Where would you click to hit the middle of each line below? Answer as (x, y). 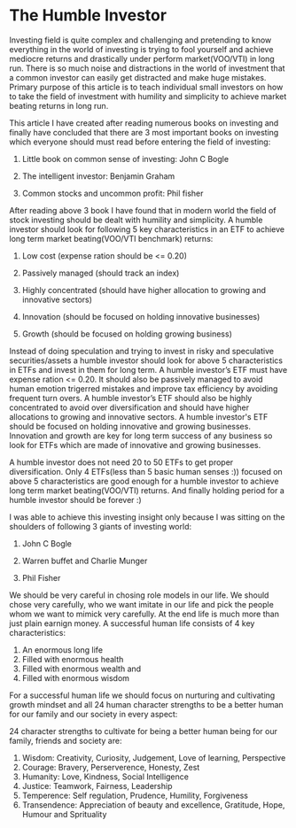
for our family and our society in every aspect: (93, 714)
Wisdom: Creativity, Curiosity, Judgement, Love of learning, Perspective (154, 757)
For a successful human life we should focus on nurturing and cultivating (142, 695)
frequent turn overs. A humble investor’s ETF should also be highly (131, 398)
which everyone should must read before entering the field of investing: (140, 142)
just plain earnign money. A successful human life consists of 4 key (132, 623)
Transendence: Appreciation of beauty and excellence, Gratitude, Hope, (153, 805)
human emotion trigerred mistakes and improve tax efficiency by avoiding (144, 388)
